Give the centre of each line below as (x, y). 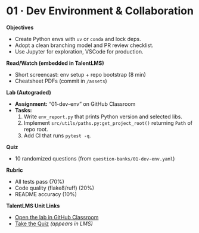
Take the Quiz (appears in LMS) (54, 223)
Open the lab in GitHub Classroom (57, 217)
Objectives (20, 27)
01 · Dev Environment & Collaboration (100, 11)
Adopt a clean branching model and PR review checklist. (84, 45)
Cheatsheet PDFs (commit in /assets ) (61, 81)
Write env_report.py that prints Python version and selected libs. (103, 116)
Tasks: (23, 110)
